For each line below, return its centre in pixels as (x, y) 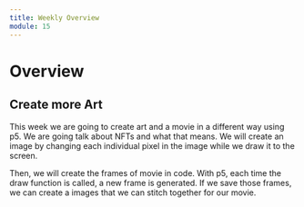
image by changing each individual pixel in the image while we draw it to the (152, 145)
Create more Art (56, 105)
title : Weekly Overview (55, 18)
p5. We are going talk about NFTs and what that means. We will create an (147, 136)
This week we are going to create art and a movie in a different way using (147, 126)
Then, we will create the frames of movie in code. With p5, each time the (146, 172)
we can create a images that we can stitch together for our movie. (133, 192)
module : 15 (30, 26)
